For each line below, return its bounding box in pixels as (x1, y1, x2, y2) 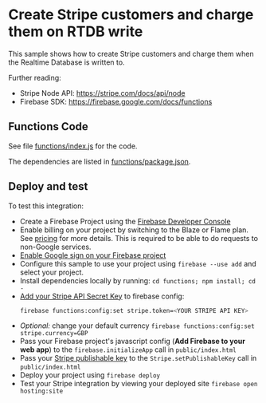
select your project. (19, 267, 84, 277)
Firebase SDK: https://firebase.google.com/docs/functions (19, 97, 213, 106)
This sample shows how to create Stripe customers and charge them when (8, 49, 254, 58)
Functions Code (8, 120, 89, 133)
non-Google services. (19, 242, 92, 251)
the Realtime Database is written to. (8, 57, 125, 67)
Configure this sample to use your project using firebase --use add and (19, 259, 256, 268)
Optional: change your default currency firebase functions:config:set (19, 321, 255, 330)
